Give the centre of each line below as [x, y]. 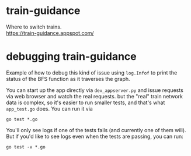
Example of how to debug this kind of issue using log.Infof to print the [92, 72]
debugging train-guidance [71, 57]
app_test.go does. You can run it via [50, 108]
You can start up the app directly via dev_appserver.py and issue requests [95, 90]
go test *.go [22, 119]
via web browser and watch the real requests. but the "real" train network [94, 96]
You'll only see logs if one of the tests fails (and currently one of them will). [96, 130]
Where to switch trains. [34, 27]
